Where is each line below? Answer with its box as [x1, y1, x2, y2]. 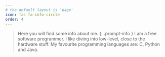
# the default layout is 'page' [5, 7, 73, 13]
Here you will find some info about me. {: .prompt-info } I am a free [17, 31, 157, 37]
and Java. [17, 46, 38, 53]
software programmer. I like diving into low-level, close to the [17, 36, 145, 42]
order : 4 [5, 17, 24, 22]
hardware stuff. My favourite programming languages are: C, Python [17, 41, 160, 47]
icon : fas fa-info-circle [5, 12, 60, 17]
